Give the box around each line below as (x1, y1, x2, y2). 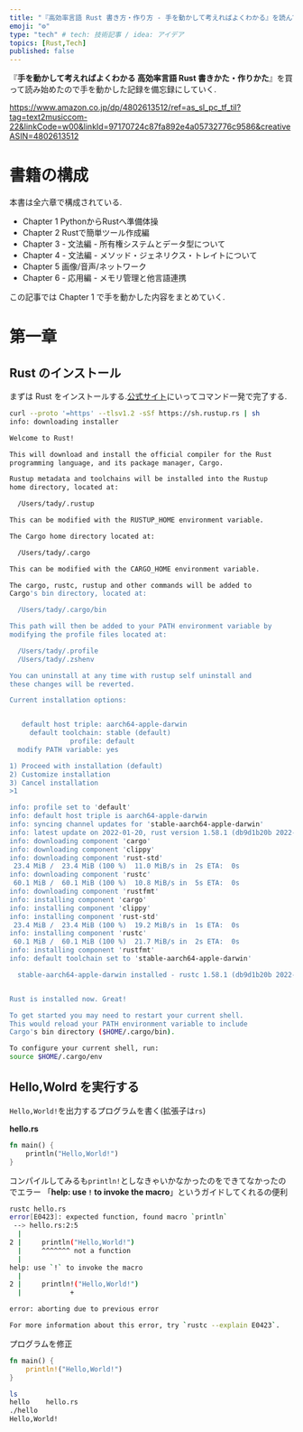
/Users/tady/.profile (17, 646, 99, 656)
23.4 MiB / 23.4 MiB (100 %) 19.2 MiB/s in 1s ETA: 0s (13, 920, 241, 930)
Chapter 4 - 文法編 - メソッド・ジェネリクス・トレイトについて (22, 250, 258, 261)
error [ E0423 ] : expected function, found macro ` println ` (9, 1213, 228, 1222)
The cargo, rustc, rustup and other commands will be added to (9, 581, 252, 590)
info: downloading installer (9, 417, 119, 426)
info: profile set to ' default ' (9, 803, 131, 813)
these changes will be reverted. (9, 679, 135, 689)
